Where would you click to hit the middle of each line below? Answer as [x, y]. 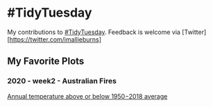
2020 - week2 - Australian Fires [62, 81]
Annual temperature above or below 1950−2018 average [87, 96]
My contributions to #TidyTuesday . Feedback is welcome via [94, 32]
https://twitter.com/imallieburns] [56, 39]
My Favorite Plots [46, 61]
